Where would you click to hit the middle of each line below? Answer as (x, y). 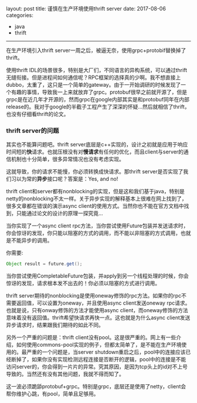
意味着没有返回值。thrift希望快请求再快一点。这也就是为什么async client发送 (98, 317)
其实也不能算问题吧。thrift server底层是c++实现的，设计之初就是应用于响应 (97, 145)
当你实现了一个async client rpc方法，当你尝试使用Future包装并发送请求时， (97, 226)
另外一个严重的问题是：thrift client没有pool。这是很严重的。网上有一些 (91, 337)
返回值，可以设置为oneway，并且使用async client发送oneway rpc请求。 (103, 303)
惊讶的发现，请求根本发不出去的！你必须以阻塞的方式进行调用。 (83, 284)
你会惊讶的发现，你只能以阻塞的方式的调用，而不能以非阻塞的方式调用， (93, 233)
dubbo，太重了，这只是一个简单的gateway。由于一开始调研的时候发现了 (94, 85)
